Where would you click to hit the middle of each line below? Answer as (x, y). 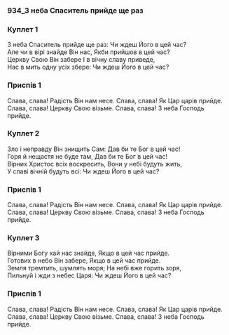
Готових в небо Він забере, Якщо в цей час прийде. (84, 261)
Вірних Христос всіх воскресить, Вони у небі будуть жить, (95, 164)
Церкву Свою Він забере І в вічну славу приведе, (81, 60)
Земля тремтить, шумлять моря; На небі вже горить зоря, (95, 268)
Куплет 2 (23, 133)
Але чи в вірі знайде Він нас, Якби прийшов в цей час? (89, 52)
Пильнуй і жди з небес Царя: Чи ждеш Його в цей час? (89, 275)
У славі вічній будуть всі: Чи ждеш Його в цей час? (83, 171)
